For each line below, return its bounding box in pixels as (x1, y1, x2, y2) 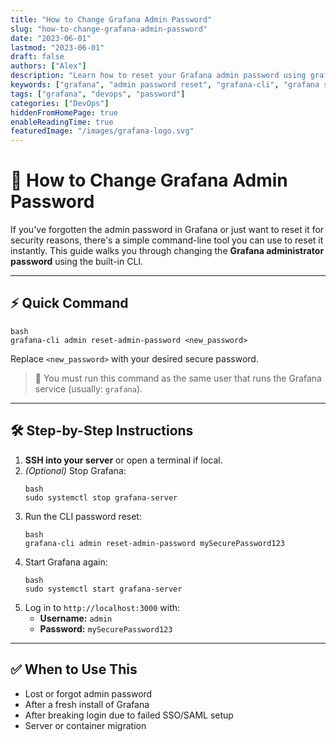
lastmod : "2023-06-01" (10, 42, 105, 53)
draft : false (10, 52, 65, 62)
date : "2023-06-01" (10, 33, 92, 43)
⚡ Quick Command (10, 295, 129, 312)
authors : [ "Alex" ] (10, 61, 87, 71)
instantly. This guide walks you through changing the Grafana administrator (10, 245, 325, 257)
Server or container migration (24, 719, 147, 731)
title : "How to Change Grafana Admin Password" (10, 14, 213, 25)
